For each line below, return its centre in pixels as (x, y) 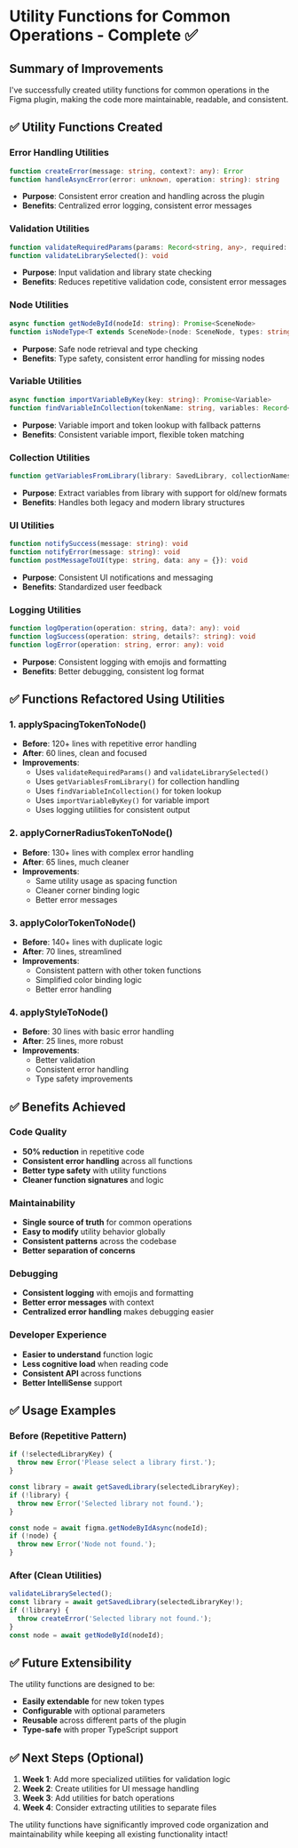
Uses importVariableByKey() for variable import (122, 800)
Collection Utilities (50, 457)
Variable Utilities (46, 382)
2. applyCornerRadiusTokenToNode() (91, 833)
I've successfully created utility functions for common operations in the (139, 90)
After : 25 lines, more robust (73, 1041)
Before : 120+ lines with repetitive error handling (109, 743)
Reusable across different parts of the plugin (104, 1720)
